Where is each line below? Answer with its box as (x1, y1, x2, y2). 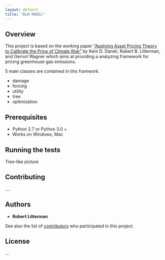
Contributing (5, 173, 45, 181)
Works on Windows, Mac (12, 131, 63, 137)
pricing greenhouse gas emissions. (5, 59, 76, 65)
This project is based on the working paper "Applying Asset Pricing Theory (5, 43, 157, 49)
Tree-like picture (5, 159, 39, 164)
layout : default (5, 7, 38, 12)
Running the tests (5, 146, 61, 154)
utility (12, 88, 24, 94)
